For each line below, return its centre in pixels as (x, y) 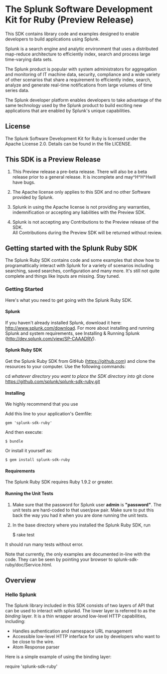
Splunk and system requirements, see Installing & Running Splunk (73, 333)
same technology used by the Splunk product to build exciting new (74, 105)
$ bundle (14, 441)
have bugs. (24, 182)
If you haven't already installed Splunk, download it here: (64, 322)
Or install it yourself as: (29, 451)
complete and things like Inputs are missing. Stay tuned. (63, 276)
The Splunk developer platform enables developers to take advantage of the (83, 100)
